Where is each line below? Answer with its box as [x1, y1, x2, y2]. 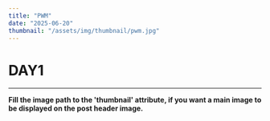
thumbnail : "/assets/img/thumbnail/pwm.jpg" [8, 26, 160, 34]
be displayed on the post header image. [8, 103, 144, 113]
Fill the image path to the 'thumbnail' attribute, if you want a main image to [8, 95, 262, 105]
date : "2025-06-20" [8, 19, 74, 27]
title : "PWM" [8, 11, 52, 20]
